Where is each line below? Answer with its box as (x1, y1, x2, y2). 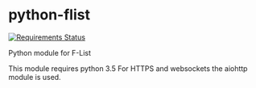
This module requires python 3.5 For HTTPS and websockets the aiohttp (8, 63, 248, 73)
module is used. (8, 72, 62, 82)
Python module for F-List (8, 48, 91, 57)
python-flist (8, 6, 91, 24)
